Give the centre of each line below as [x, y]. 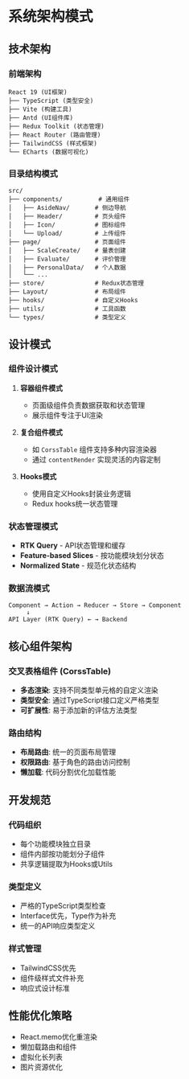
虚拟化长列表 [41, 1056]
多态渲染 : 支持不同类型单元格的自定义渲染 [89, 690]
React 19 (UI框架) [38, 92]
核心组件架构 [40, 646]
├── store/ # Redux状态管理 [76, 283]
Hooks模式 [38, 476]
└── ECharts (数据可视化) [49, 152]
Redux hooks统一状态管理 [75, 503]
